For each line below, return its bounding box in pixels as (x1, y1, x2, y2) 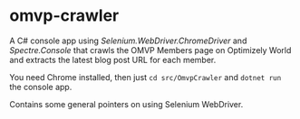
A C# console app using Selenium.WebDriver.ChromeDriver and (9, 35, 247, 46)
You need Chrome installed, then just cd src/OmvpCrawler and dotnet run (9, 71, 282, 82)
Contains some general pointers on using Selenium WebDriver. (9, 98, 244, 109)
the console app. (9, 81, 73, 92)
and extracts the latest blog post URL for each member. (9, 54, 217, 65)
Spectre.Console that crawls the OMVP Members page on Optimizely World (9, 44, 292, 55)
